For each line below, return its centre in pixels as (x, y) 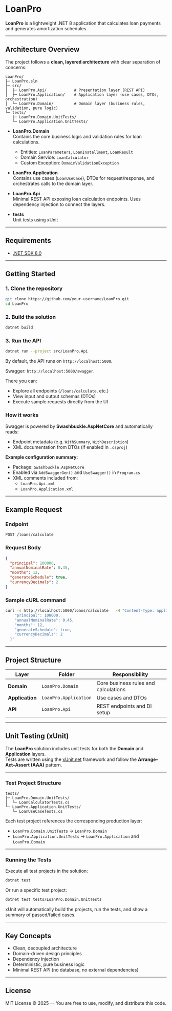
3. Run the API (23, 341)
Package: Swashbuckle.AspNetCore (48, 467)
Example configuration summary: (42, 457)
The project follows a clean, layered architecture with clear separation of (83, 61)
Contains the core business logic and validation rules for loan (77, 136)
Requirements (28, 241)
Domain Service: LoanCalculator (55, 157)
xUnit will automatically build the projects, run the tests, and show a (77, 910)
